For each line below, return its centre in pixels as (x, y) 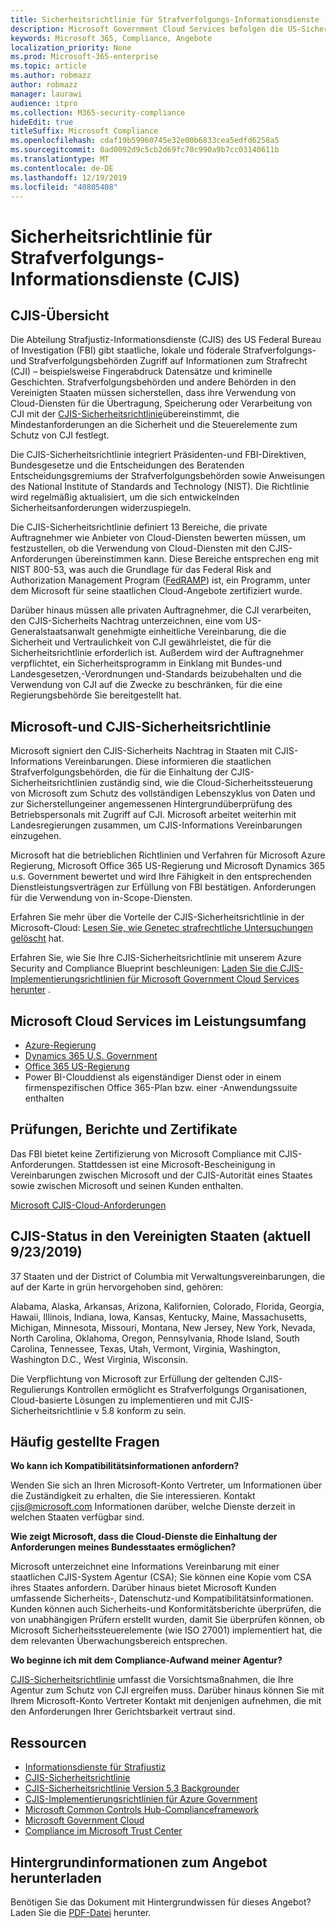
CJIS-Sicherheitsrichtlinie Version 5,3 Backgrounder (132, 1788)
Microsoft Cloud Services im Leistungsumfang (158, 1021)
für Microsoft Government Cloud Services (213, 979)
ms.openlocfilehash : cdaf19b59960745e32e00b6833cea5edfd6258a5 (145, 141)
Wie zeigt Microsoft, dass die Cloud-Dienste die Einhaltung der (144, 1537)
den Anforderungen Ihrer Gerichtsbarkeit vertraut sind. (123, 1712)
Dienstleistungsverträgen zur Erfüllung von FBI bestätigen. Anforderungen (163, 887)
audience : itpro (44, 103)
